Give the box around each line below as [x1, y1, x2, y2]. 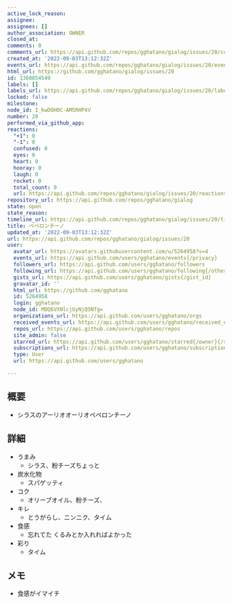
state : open [7, 203, 41, 210]
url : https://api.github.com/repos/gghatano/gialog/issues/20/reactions [13, 190, 227, 197]
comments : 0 [7, 42, 41, 49]
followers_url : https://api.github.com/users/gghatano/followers [13, 261, 206, 268]
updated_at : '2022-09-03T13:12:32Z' [7, 229, 113, 236]
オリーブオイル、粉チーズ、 [27, 495, 106, 504]
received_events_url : [13, 319, 76, 326]
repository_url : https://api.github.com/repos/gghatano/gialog [7, 196, 193, 204]
